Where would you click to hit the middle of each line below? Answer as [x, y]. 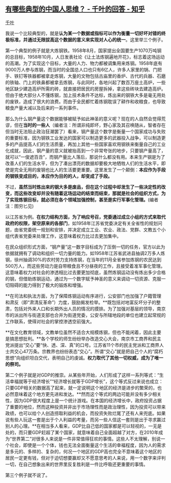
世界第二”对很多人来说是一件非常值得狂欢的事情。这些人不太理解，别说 [87, 439]
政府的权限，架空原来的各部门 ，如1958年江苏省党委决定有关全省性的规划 [82, 223]
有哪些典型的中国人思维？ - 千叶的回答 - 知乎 [75, 9]
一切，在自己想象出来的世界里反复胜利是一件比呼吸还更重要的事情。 [77, 464]
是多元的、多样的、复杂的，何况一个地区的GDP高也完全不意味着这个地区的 [83, 451]
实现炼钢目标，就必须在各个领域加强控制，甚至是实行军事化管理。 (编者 [84, 199]
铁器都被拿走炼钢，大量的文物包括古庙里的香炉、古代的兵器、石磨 [96, 76]
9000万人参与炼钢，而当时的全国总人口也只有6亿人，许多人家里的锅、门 [81, 69]
